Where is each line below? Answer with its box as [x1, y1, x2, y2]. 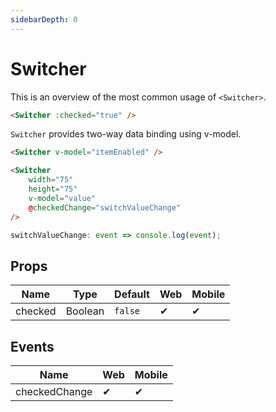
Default [114, 287, 150, 301]
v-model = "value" [28, 193, 97, 203]
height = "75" [28, 184, 78, 195]
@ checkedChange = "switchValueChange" [28, 202, 182, 213]
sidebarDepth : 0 [10, 14, 78, 25]
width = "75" [28, 175, 74, 185]
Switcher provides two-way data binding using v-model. [10, 128, 242, 140]
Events [10, 338, 55, 355]
